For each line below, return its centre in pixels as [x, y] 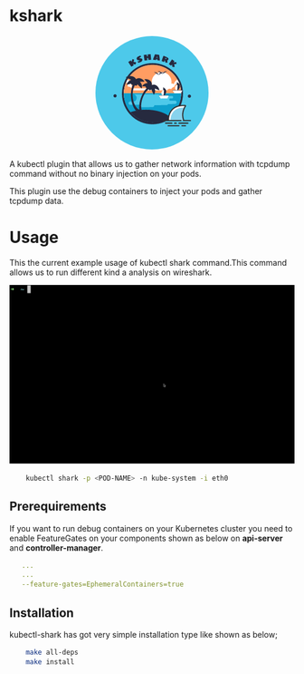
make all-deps [52, 652]
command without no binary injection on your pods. [105, 173]
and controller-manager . [57, 547]
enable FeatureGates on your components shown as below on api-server [146, 538]
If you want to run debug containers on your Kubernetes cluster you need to [151, 528]
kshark [36, 16]
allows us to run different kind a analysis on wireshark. [111, 272]
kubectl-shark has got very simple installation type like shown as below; [143, 635]
